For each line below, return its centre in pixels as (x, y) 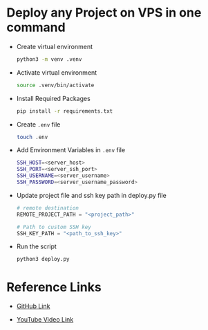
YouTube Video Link (45, 320)
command (36, 27)
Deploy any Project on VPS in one (104, 13)
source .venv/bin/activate (55, 85)
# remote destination (47, 208)
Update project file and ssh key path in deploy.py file (91, 195)
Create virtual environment (55, 46)
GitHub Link (33, 306)
